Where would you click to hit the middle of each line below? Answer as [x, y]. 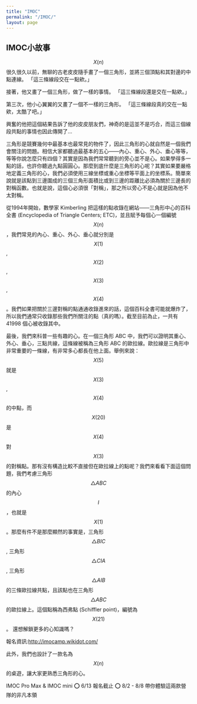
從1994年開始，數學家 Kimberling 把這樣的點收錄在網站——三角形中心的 [93, 208]
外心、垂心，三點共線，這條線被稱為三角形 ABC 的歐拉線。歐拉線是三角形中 [98, 343]
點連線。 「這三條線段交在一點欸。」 [49, 79]
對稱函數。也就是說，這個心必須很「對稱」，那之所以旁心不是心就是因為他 [95, 188]
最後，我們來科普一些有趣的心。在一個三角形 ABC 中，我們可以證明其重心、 [98, 336]
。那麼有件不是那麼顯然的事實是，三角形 [55, 532]
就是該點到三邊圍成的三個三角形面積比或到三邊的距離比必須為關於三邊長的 [101, 181]
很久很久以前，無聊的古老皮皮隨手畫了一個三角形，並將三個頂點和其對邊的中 [98, 72]
